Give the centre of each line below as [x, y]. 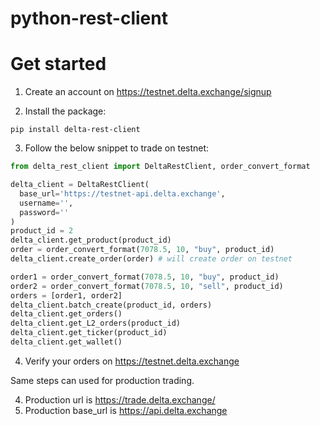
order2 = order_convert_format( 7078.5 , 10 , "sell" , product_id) [147, 286]
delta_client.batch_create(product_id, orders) [111, 305]
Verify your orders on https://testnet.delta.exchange [132, 361]
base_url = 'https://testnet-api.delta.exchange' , [122, 193]
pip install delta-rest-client [75, 130]
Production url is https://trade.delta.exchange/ [120, 399]
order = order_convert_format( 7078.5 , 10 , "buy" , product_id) [142, 250]
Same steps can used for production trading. [102, 380]
